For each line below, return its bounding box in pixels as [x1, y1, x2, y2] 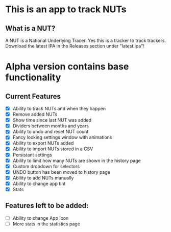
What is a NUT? [5, 24, 56, 33]
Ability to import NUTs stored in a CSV [12, 146, 93, 152]
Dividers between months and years [12, 123, 89, 129]
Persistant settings [12, 152, 52, 158]
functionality [5, 72, 61, 83]
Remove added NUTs [12, 111, 58, 118]
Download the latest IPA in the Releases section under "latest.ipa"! [5, 43, 144, 49]
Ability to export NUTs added [12, 140, 74, 146]
